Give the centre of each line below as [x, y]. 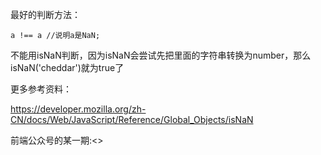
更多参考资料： [41, 89]
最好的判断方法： [45, 14]
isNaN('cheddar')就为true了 [67, 67]
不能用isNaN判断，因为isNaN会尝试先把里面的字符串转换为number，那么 [161, 55]
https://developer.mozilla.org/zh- [78, 109]
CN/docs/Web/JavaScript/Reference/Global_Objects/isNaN [132, 119]
